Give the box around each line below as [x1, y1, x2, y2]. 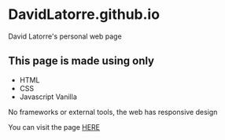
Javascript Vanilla [19, 92, 77, 101]
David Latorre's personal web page [8, 31, 122, 41]
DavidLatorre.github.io [8, 6, 160, 24]
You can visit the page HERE [8, 122, 101, 131]
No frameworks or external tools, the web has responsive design [8, 107, 218, 116]
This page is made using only [8, 54, 155, 68]
